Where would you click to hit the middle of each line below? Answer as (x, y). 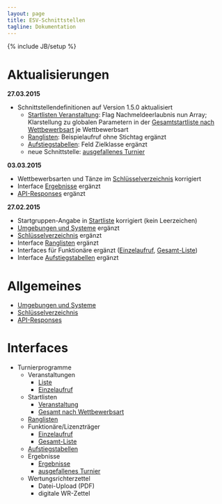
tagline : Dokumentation (42, 26)
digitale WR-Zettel (64, 494)
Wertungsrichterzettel (59, 479)
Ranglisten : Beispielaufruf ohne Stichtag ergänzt (97, 137)
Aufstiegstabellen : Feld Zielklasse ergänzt (87, 144)
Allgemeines (45, 286)
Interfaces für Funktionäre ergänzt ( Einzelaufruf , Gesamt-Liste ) (108, 250)
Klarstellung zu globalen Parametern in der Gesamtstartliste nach (121, 122)
